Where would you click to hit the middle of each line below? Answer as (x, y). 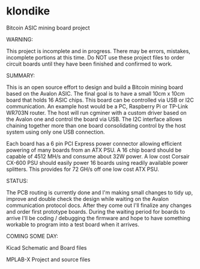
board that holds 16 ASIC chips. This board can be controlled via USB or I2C (100, 100)
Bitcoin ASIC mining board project (48, 28)
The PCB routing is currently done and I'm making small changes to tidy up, (100, 192)
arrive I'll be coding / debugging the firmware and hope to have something (98, 218)
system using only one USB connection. (56, 132)
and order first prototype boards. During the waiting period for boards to (95, 211)
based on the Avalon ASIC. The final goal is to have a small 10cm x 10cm (95, 93)
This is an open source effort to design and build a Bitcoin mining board (95, 87)
